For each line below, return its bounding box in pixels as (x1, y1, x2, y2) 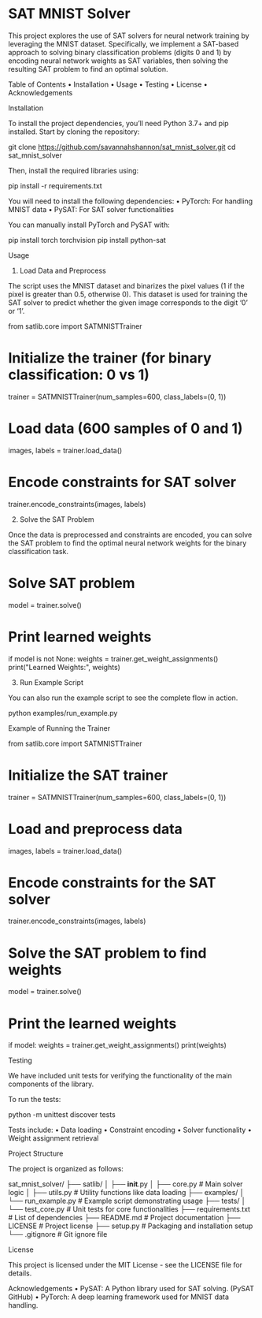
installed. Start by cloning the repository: (8, 127, 140, 136)
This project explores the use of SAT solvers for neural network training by (8, 31, 249, 40)
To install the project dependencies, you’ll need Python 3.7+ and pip (8, 118, 230, 128)
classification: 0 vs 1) (8, 366, 149, 384)
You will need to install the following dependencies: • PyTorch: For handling (8, 196, 253, 206)
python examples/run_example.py (8, 708, 118, 717)
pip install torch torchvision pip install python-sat (8, 235, 167, 244)
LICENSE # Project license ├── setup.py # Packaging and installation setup (8, 1221, 253, 1231)
